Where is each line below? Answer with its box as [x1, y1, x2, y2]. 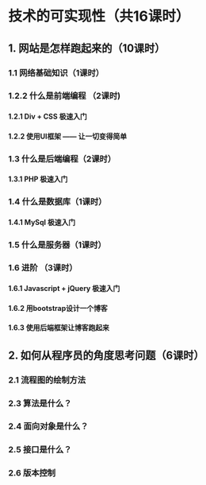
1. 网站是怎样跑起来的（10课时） [8, 41, 166, 55]
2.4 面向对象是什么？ [8, 421, 89, 432]
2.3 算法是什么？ [8, 398, 72, 409]
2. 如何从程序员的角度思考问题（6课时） [8, 348, 204, 362]
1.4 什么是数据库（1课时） [8, 196, 107, 208]
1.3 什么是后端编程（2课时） [8, 153, 116, 164]
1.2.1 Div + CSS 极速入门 [8, 112, 87, 122]
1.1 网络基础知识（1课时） [8, 67, 105, 78]
